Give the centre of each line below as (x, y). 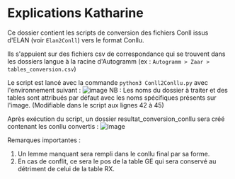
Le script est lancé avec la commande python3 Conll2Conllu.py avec (108, 82)
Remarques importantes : (44, 140)
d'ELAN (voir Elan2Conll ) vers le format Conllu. (76, 40)
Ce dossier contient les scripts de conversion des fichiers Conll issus (108, 33)
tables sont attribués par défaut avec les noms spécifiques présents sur (112, 98)
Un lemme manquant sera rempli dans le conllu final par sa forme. (114, 154)
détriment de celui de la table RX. (66, 168)
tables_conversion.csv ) (42, 69)
